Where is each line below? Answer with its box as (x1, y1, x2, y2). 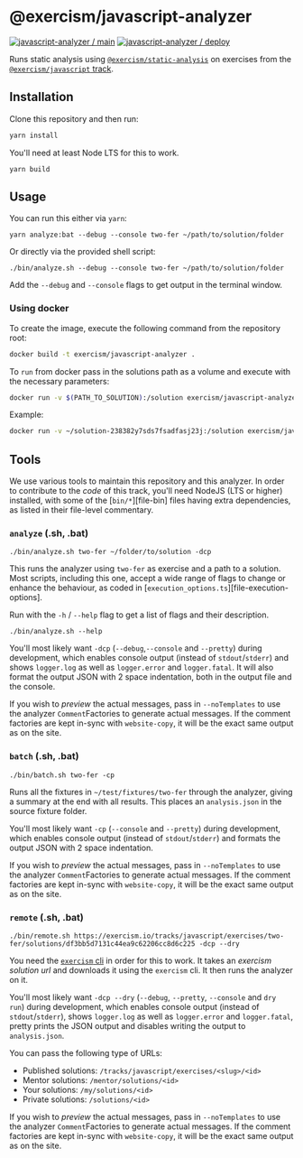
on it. (9, 975, 29, 986)
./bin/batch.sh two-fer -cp (9, 770, 115, 780)
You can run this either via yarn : (9, 213, 128, 224)
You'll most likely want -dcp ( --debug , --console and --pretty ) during (9, 643, 263, 653)
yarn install (9, 131, 59, 140)
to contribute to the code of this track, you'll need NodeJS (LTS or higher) (9, 486, 283, 496)
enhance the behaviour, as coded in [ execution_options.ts (9, 582, 228, 593)
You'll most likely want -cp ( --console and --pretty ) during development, (9, 823, 281, 834)
